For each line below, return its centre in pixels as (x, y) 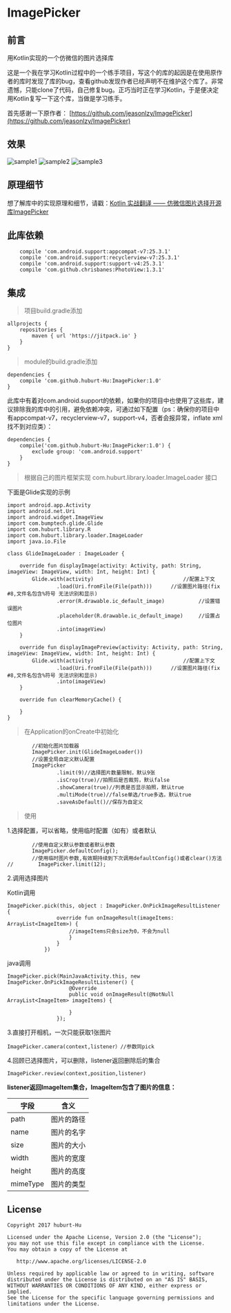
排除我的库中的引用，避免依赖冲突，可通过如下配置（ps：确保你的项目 (113, 409)
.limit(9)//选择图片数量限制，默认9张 (106, 773)
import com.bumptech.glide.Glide (55, 523)
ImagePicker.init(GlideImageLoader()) (88, 752)
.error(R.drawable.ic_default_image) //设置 (135, 602)
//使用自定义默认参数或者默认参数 (73, 845)
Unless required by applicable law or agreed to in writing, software (111, 1274)
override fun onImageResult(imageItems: (115, 918)
